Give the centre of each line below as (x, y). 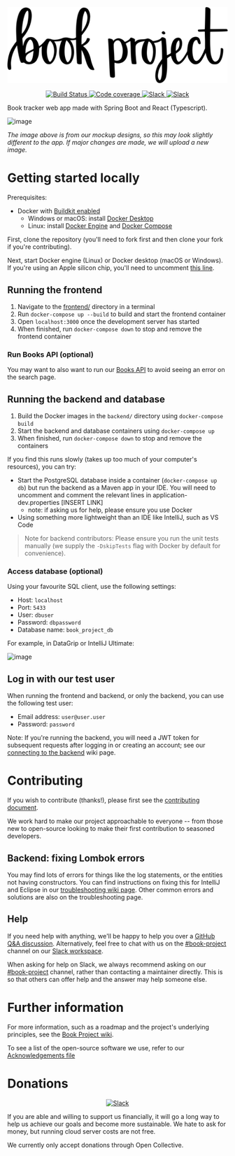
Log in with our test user (61, 679)
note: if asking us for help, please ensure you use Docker (110, 510)
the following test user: (40, 704)
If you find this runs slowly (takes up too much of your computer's (102, 459)
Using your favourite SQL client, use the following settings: (92, 587)
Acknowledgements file (41, 1055)
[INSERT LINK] (82, 503)
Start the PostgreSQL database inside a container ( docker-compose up (117, 480)
